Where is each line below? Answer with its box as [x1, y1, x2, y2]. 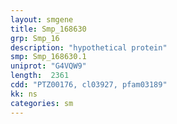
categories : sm [10, 98, 74, 108]
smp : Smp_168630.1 [10, 52, 87, 62]
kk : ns [10, 89, 38, 99]
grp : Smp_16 [10, 33, 60, 43]
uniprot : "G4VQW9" [10, 61, 87, 71]
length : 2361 [10, 71, 70, 81]
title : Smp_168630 [10, 24, 87, 34]
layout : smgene [10, 14, 74, 25]
